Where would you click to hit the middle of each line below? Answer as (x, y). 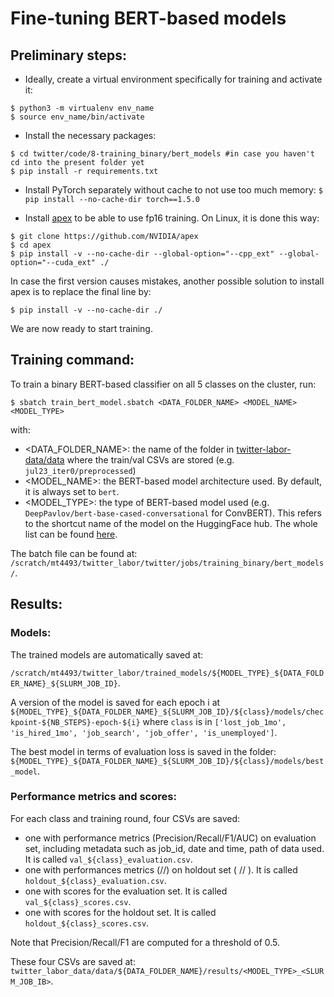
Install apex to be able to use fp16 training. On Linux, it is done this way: (172, 218)
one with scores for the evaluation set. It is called (126, 891)
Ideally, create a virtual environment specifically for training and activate (173, 79)
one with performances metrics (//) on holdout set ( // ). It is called (161, 869)
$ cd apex (31, 245)
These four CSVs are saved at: (73, 961)
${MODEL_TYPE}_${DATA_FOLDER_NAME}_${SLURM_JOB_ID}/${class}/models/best (167, 761)
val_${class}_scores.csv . (78, 901)
